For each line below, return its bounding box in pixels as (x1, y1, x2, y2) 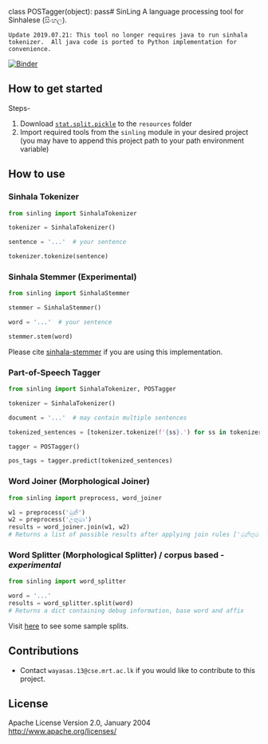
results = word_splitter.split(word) (8, 600, 134, 608)
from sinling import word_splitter (8, 577, 127, 585)
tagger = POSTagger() (8, 443, 81, 451)
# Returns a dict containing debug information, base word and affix (8, 606, 245, 615)
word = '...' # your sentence (8, 318, 112, 326)
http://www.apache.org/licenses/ (8, 726, 117, 736)
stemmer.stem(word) (8, 333, 73, 341)
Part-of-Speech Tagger (8, 367, 101, 378)
